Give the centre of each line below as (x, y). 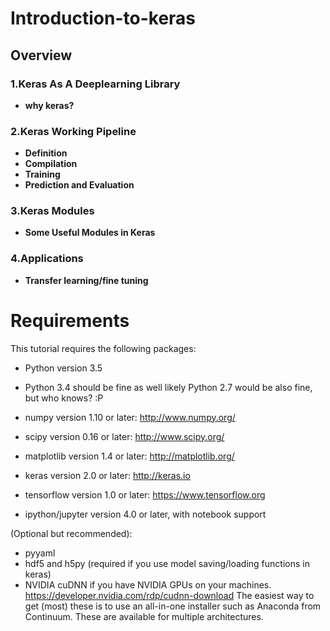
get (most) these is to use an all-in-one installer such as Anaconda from (173, 606)
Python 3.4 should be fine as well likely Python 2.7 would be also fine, (168, 387)
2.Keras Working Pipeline (73, 131)
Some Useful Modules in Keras (90, 233)
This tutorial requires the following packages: (103, 348)
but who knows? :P (64, 398)
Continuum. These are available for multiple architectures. (144, 616)
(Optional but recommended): (71, 533)
